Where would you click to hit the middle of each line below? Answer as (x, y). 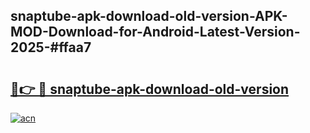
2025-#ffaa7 (51, 47)
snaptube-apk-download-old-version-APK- (149, 16)
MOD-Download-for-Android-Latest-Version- (155, 32)
